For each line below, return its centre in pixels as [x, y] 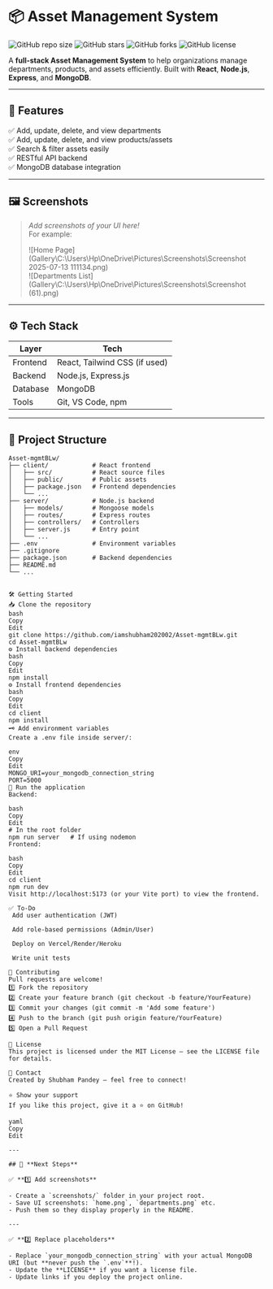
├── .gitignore [34, 551]
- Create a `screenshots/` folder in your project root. [107, 1196]
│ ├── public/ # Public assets [78, 480]
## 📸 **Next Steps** [43, 1165]
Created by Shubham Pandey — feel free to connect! [97, 1080]
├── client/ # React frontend [80, 466]
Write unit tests [41, 958]
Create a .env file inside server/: [70, 738]
